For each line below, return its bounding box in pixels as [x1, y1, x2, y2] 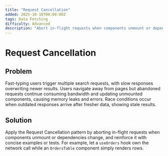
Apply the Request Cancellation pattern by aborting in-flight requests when [5, 129, 160, 135]
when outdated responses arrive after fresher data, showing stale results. [5, 102, 156, 108]
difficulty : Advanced [5, 21, 50, 26]
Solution [5, 116, 32, 125]
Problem [5, 67, 32, 75]
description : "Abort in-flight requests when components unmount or [5, 26, 151, 31]
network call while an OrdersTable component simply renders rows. [5, 145, 144, 151]
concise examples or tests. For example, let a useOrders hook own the [5, 140, 149, 146]
